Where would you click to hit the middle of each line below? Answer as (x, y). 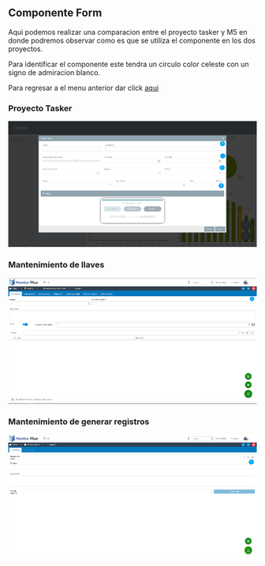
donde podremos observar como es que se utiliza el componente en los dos (132, 40)
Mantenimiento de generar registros (79, 422)
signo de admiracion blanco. (54, 72)
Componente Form (55, 13)
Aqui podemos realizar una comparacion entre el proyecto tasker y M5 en (128, 32)
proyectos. (26, 49)
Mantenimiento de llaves (56, 265)
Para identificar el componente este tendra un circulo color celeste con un (129, 64)
